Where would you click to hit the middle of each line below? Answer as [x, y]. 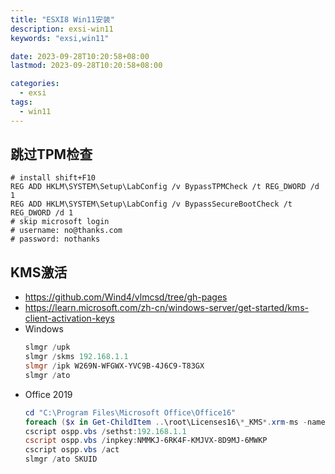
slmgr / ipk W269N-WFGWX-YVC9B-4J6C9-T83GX [114, 366]
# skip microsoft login [60, 222]
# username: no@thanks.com [66, 231]
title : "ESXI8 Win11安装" [62, 19]
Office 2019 [48, 394]
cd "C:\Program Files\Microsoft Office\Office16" [130, 412]
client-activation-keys [69, 318]
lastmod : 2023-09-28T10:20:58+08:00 [86, 66]
